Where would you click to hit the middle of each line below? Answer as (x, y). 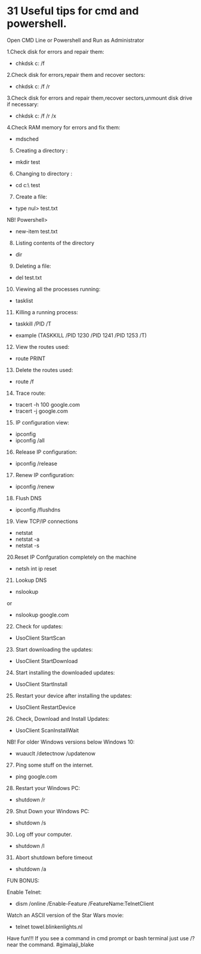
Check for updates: (39, 626)
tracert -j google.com (41, 411)
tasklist (24, 301)
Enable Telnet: (24, 892)
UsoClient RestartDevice (46, 707)
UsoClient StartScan (40, 638)
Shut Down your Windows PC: (52, 811)
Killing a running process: (47, 312)
